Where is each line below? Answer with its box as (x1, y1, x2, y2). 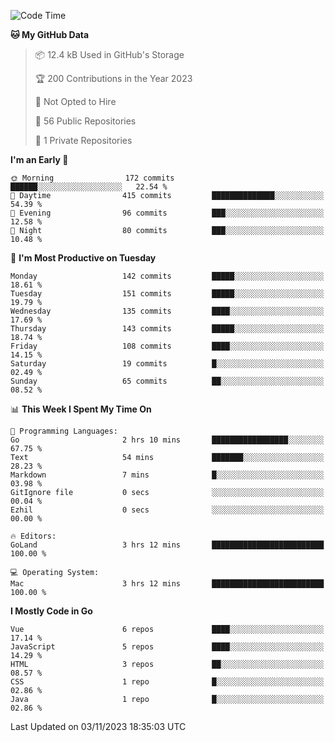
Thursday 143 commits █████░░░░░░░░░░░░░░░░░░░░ (10, 324, 325, 334)
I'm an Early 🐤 (10, 154, 69, 165)
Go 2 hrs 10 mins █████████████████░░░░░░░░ (10, 435, 325, 445)
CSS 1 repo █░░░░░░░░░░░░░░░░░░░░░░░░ (10, 677, 325, 687)
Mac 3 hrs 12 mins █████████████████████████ (10, 579, 325, 589)
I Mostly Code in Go (10, 605, 93, 617)
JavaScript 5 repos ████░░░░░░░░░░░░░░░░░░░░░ (10, 642, 325, 652)
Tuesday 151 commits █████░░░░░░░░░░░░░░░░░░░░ (10, 289, 325, 299)
